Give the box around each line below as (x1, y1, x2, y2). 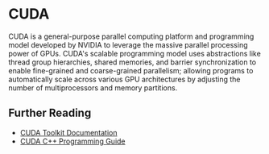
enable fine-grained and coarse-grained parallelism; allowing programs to (8, 65, 254, 75)
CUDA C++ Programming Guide (19, 136, 126, 146)
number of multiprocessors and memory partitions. (8, 82, 178, 93)
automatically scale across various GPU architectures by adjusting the (8, 74, 241, 84)
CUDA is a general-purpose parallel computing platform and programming (8, 31, 255, 41)
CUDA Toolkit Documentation (19, 127, 118, 137)
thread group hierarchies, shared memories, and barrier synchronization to (8, 57, 256, 67)
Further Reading (8, 106, 92, 120)
